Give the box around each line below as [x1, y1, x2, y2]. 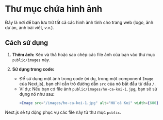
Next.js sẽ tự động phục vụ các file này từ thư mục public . [5, 109, 122, 115]
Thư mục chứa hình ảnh [5, 3, 103, 15]
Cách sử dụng [5, 39, 49, 47]
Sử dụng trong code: [12, 66, 55, 72]
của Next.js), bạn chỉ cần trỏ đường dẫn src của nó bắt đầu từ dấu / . [19, 81, 156, 86]
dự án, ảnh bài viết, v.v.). [5, 24, 54, 30]
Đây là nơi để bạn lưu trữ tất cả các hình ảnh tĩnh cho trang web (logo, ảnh [5, 19, 154, 25]
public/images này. [12, 57, 50, 63]
